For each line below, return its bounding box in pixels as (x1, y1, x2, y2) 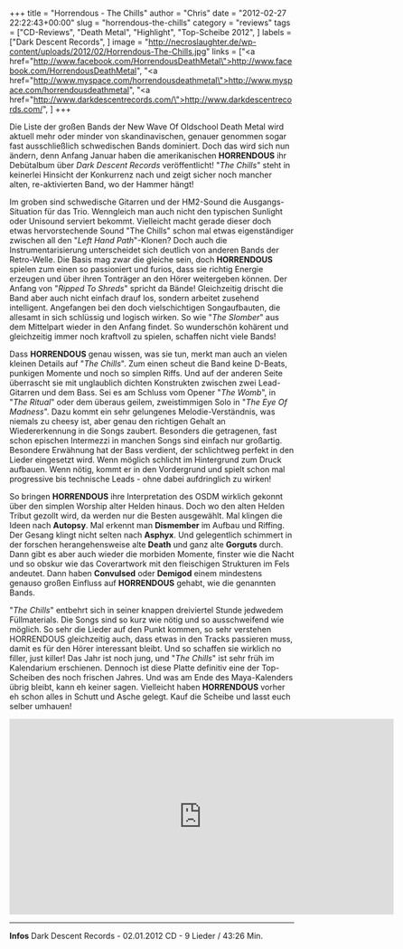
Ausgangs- (243, 196, 285, 207)
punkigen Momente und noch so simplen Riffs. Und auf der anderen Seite (9, 368, 283, 378)
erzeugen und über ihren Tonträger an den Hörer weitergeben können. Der (9, 273, 287, 284)
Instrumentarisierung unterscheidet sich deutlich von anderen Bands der (9, 244, 279, 255)
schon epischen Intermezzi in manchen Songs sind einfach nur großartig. (9, 435, 283, 446)
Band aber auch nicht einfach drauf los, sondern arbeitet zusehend (9, 293, 259, 303)
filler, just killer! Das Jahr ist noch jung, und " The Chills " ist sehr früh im (9, 653, 275, 663)
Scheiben (9, 672, 45, 682)
